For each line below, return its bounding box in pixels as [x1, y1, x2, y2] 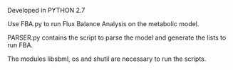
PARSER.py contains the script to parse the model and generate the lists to [7, 33, 227, 42]
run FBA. [7, 41, 33, 49]
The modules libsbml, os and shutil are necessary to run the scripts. [7, 54, 207, 63]
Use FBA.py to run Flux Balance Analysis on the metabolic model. [7, 20, 200, 28]
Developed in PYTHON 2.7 [7, 6, 86, 14]
